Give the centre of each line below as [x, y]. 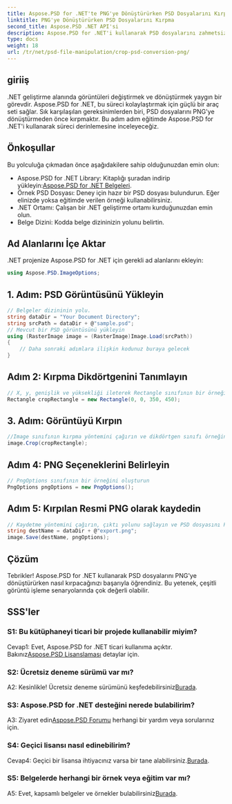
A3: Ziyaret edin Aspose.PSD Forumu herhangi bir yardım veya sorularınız [111, 720]
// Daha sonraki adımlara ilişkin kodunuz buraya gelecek [105, 349]
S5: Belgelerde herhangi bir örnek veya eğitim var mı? [99, 778]
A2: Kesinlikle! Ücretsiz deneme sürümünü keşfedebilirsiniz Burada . [103, 687]
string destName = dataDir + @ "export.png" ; [72, 531]
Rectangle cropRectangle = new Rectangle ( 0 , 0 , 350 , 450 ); [94, 399]
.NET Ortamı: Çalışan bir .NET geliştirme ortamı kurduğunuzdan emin [115, 207]
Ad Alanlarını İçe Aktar [57, 244]
